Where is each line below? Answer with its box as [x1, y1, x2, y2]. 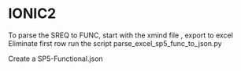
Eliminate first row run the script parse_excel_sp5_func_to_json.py [8, 38, 222, 48]
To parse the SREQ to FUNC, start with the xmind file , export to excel [8, 30, 234, 40]
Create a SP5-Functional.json [8, 54, 104, 63]
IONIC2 [8, 5, 57, 23]
